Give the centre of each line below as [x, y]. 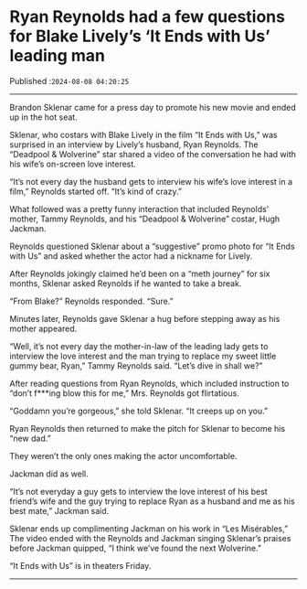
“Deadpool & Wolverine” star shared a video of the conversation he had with [153, 154]
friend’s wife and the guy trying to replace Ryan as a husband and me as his [152, 501]
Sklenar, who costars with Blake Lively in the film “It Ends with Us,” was [143, 134]
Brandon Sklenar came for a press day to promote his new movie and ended [153, 107]
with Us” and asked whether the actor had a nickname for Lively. [131, 256]
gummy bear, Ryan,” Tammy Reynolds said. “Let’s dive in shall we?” [136, 365]
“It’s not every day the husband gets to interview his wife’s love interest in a [151, 181]
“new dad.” [31, 438]
